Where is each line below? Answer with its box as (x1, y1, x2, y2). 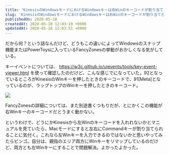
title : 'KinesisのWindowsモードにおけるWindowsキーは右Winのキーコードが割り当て (5, 7, 163, 13)
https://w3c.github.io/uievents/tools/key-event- (59, 64, 157, 70)
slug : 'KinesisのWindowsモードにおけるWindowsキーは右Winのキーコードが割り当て (5, 12, 161, 17)
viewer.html (5, 70, 29, 76)
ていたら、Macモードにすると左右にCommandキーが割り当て (27, 126, 155, 132)
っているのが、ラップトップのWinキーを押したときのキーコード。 (5, 82, 141, 88)
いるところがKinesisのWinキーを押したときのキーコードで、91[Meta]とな (9, 76, 161, 82)
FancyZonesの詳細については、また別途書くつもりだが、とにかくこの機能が (5, 102, 162, 108)
